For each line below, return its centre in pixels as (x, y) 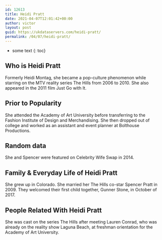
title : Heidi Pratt (25, 14)
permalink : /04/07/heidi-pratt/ (38, 37)
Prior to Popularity (33, 103)
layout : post (18, 28)
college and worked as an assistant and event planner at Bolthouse (72, 125)
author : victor (20, 23)
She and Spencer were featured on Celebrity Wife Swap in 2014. (70, 157)
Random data (26, 146)
